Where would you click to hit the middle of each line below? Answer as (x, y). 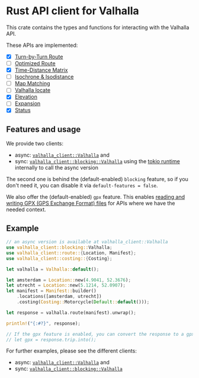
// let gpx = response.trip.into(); (51, 339)
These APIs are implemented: (42, 45)
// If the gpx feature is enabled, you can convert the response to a (95, 334)
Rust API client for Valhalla (73, 11)
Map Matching (32, 84)
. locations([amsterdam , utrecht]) (59, 297)
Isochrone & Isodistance (44, 77)
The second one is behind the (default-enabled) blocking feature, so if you (97, 179)
